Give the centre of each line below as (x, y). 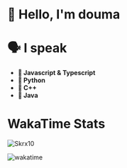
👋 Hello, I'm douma (64, 15)
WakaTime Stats (56, 124)
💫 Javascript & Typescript (56, 73)
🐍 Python (32, 80)
